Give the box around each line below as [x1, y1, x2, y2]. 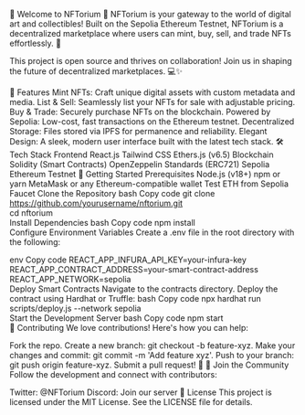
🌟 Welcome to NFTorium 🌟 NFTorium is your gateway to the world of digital [9, 9, 292, 19]
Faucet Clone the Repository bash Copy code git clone [9, 188, 216, 198]
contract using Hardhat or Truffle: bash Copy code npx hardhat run [9, 293, 262, 303]
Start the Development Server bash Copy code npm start [9, 313, 224, 324]
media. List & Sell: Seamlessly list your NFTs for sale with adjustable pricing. [9, 97, 296, 107]
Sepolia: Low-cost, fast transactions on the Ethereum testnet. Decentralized [9, 116, 295, 127]
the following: [9, 237, 61, 247]
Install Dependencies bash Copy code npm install [9, 218, 196, 228]
